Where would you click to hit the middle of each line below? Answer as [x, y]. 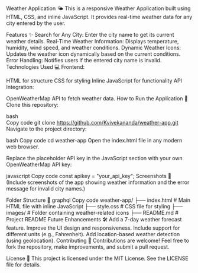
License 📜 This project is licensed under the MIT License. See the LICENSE [98, 258]
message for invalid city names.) [46, 188]
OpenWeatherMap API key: [39, 164]
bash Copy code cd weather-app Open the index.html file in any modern [94, 140]
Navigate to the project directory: [46, 129]
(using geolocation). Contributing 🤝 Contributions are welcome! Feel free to [98, 240]
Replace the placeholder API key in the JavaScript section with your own [95, 158]
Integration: [20, 87]
